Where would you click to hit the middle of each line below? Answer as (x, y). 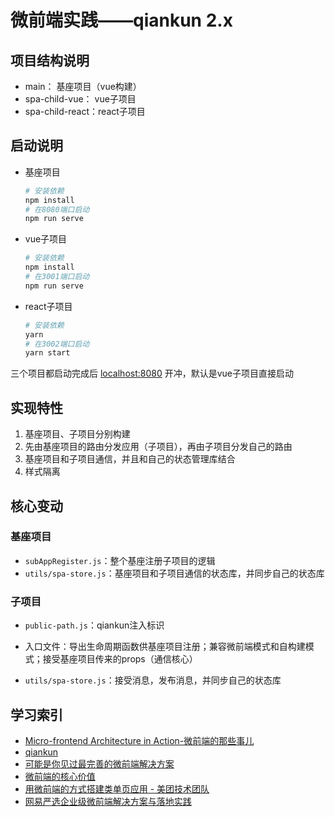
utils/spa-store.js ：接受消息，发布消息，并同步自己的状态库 (153, 680)
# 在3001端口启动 (57, 277)
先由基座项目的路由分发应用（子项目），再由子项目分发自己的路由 (158, 447)
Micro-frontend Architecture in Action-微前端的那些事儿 (139, 740)
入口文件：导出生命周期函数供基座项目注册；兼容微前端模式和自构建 (165, 647)
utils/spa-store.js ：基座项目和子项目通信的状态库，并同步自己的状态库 (174, 573)
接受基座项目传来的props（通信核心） (120, 659)
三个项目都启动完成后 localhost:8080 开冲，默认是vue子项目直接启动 (152, 373)
